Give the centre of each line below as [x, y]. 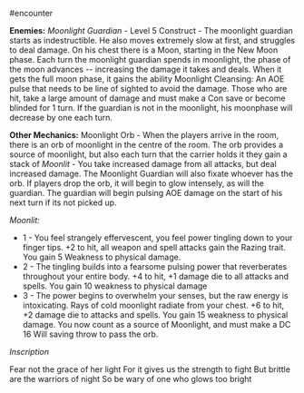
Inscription [29, 352]
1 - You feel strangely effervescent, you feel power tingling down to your [157, 238]
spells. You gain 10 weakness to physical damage [115, 286]
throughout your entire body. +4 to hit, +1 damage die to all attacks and [155, 276]
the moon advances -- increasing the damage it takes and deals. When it [146, 69]
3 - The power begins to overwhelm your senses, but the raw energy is [155, 295]
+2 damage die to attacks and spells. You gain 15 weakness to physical [155, 315]
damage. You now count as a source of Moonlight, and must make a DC [157, 324]
